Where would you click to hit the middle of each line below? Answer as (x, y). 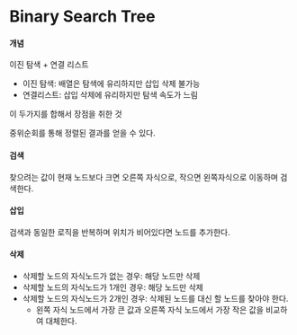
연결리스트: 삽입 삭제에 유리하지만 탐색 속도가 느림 (110, 95)
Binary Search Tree (82, 17)
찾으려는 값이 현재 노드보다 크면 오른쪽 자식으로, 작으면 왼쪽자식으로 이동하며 (144, 177)
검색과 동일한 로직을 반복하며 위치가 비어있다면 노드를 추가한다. (120, 232)
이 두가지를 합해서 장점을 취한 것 (66, 114)
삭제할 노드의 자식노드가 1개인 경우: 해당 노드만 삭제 (113, 287)
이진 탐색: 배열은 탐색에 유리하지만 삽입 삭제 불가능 (111, 84)
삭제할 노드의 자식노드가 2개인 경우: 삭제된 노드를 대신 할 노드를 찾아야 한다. (155, 299)
